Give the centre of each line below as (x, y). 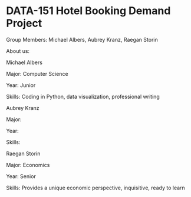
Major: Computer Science (37, 74)
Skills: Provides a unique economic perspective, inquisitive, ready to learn (96, 188)
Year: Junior (21, 85)
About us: (18, 51)
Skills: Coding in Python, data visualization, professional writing (83, 96)
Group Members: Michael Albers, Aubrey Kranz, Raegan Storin (82, 39)
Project (24, 23)
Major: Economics (28, 165)
